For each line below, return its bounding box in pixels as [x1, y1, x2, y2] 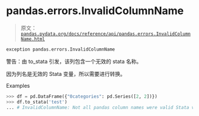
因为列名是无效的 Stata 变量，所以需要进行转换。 [6, 70, 126, 77]
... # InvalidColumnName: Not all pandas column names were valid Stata [6, 104, 190, 110]
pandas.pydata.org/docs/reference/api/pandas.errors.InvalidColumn [20, 31, 191, 37]
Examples [6, 82, 30, 89]
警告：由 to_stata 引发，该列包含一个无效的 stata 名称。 [6, 58, 142, 65]
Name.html [20, 36, 46, 42]
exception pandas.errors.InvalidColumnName [6, 46, 115, 52]
